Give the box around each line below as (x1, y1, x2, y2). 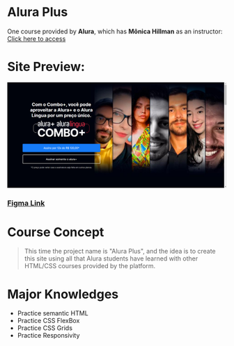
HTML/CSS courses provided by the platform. (24, 262, 156, 270)
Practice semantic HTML (17, 309, 88, 318)
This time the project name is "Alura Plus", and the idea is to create (24, 247, 216, 256)
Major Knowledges (7, 286, 119, 302)
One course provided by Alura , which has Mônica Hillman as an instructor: (7, 27, 223, 35)
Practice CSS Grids (17, 324, 73, 332)
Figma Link (7, 199, 45, 208)
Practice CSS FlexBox (17, 317, 80, 325)
